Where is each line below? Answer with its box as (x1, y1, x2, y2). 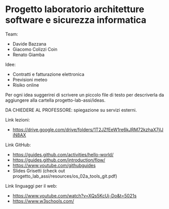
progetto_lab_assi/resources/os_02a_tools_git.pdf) (12, 173, 118, 179)
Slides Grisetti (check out (12, 168, 66, 174)
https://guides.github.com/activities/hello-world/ (12, 151, 114, 157)
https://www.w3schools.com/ (12, 198, 74, 204)
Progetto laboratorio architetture (5, 4, 145, 15)
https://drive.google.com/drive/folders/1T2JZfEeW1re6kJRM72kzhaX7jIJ (12, 127, 164, 133)
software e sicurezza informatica (5, 14, 147, 26)
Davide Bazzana (12, 40, 46, 47)
